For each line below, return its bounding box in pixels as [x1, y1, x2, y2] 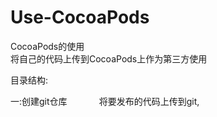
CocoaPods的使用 [10, 40, 85, 52]
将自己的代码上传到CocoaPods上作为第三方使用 [10, 52, 208, 65]
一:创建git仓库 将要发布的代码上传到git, [10, 95, 200, 107]
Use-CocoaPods [10, 6, 150, 29]
